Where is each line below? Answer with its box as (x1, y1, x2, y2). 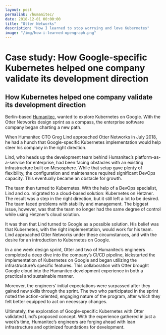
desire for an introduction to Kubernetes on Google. (5, 237, 111, 243)
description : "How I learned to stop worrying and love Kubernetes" (5, 26, 150, 31)
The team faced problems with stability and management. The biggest (5, 201, 149, 207)
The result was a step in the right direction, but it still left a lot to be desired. (5, 196, 160, 202)
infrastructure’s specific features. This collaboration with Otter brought (5, 262, 149, 268)
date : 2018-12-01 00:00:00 (5, 16, 61, 21)
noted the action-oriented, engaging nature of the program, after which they (5, 293, 161, 299)
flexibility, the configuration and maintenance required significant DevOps (5, 170, 156, 176)
